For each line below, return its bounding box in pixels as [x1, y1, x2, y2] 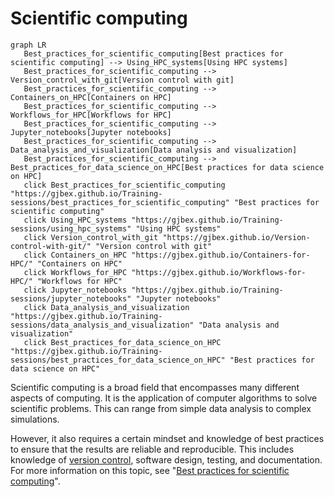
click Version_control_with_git [23, 232, 159, 242]
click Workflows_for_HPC [23, 267, 128, 277]
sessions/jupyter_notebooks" [10, 293, 132, 304]
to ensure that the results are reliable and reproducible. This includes [10, 443, 295, 455]
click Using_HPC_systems [23, 215, 128, 225]
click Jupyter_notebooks [23, 285, 128, 295]
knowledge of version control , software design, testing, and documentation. [10, 453, 323, 466]
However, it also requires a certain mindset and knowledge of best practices [10, 432, 325, 444]
